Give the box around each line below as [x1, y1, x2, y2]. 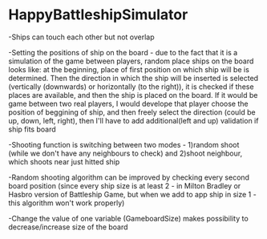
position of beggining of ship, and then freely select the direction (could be [8, 107, 256, 117]
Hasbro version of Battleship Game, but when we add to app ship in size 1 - [8, 189, 257, 199]
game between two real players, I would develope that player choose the [8, 99, 249, 108]
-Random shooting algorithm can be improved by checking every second [8, 172, 250, 182]
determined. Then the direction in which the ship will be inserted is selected [8, 73, 259, 83]
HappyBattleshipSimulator [8, 6, 188, 24]
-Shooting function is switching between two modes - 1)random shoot [8, 140, 240, 149]
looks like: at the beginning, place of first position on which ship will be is [8, 64, 250, 74]
